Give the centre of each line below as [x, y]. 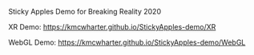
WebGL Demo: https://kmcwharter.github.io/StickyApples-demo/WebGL [127, 42]
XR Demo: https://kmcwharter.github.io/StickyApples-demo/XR [112, 27]
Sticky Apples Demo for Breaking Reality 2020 [85, 12]
